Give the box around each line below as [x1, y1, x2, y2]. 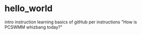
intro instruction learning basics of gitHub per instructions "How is [4, 19, 137, 25]
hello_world [4, 3, 53, 14]
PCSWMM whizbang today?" [4, 24, 63, 30]
